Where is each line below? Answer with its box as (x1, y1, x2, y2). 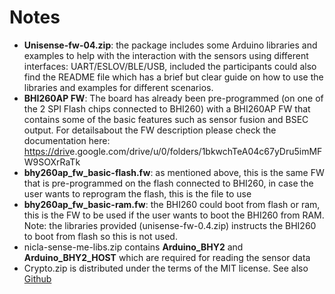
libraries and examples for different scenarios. (23, 81, 214, 93)
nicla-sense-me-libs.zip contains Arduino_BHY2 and (23, 241, 244, 253)
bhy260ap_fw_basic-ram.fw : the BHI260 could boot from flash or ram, (23, 198, 321, 210)
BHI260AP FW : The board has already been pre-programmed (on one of (23, 92, 324, 104)
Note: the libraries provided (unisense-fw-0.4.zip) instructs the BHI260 (23, 219, 317, 231)
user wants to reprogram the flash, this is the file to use (23, 187, 252, 200)
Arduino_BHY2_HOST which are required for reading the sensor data (23, 251, 311, 263)
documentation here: (23, 134, 111, 146)
